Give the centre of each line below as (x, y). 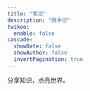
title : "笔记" (27, 14)
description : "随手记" (39, 20)
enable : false (34, 33)
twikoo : (19, 27)
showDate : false (37, 46)
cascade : (20, 40)
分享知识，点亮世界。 (38, 80)
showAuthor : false (41, 53)
